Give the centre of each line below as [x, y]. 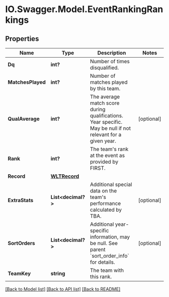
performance [105, 203]
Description [112, 53]
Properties [22, 39]
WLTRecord [65, 176]
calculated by [106, 210]
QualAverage [24, 119]
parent [98, 250]
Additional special [111, 184]
